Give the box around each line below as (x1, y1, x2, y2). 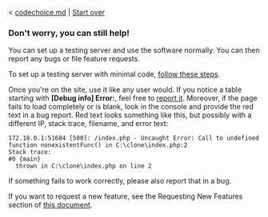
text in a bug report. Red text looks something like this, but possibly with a (8, 110, 252, 120)
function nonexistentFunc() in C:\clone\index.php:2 (8, 141, 188, 149)
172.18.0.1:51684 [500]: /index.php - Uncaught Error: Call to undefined (8, 134, 260, 143)
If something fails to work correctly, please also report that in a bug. (8, 176, 232, 186)
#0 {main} (8, 156, 42, 164)
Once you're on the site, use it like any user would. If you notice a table (8, 85, 242, 95)
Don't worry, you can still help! (8, 27, 130, 38)
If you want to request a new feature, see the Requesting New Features (8, 191, 243, 201)
